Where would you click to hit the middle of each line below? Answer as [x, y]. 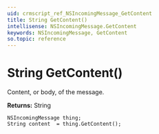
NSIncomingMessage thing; [44, 118]
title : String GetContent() [47, 20]
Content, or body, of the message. [56, 92]
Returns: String [29, 105]
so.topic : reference [37, 39]
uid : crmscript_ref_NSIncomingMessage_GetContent [80, 13]
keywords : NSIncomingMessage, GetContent [67, 33]
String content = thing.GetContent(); [64, 124]
